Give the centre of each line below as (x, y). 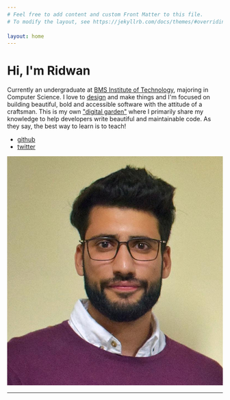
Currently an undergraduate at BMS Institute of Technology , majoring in (108, 90)
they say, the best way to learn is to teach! (67, 126)
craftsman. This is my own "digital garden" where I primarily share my (105, 112)
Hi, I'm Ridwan (49, 71)
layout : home (26, 36)
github (26, 140)
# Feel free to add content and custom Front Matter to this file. (105, 14)
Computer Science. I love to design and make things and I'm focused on (109, 97)
